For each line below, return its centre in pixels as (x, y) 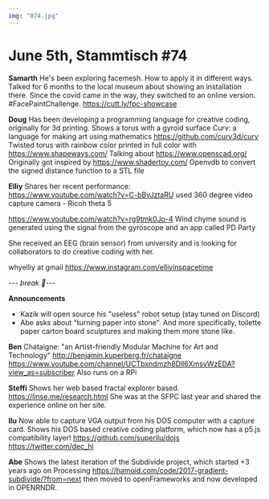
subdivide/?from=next (45, 479)
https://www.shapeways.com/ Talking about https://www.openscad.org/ (128, 153)
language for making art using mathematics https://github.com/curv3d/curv (134, 136)
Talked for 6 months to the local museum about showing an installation (125, 86)
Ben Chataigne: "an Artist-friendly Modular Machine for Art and (113, 346)
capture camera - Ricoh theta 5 (60, 203)
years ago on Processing (49, 470)
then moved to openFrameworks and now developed (171, 479)
